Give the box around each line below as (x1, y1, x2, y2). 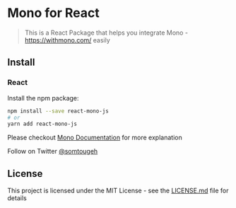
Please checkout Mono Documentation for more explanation (7, 133, 182, 142)
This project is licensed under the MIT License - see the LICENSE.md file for (7, 186, 229, 195)
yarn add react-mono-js (7, 120, 78, 128)
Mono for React (7, 5, 100, 21)
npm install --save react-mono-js (7, 108, 110, 115)
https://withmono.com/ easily (24, 35, 111, 44)
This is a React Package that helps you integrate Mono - (24, 28, 189, 37)
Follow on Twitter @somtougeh (7, 147, 98, 156)
